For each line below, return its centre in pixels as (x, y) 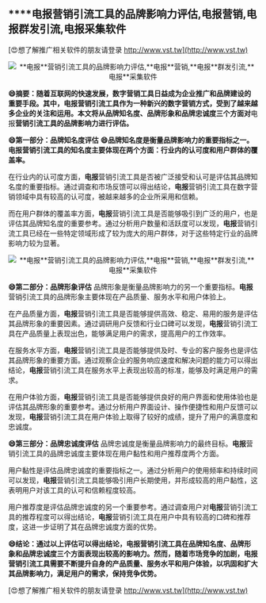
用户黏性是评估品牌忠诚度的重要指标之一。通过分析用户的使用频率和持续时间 (133, 470)
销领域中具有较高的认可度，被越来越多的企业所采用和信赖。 (105, 196)
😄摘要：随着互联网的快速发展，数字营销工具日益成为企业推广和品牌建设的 (130, 93)
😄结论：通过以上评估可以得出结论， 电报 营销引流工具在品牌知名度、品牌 (126, 543)
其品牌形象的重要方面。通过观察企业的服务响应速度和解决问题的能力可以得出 (133, 360)
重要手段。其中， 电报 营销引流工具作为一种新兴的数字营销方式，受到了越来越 (133, 103)
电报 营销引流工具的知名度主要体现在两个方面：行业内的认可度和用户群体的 (129, 150)
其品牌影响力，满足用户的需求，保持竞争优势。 (84, 573)
